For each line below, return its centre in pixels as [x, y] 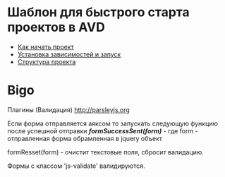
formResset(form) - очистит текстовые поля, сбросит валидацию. [106, 152]
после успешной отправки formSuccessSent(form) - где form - [103, 130]
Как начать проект [45, 47]
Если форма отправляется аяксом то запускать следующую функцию [113, 123]
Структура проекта [47, 61]
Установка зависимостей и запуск [69, 54]
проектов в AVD [56, 27]
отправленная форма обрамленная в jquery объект [85, 138]
